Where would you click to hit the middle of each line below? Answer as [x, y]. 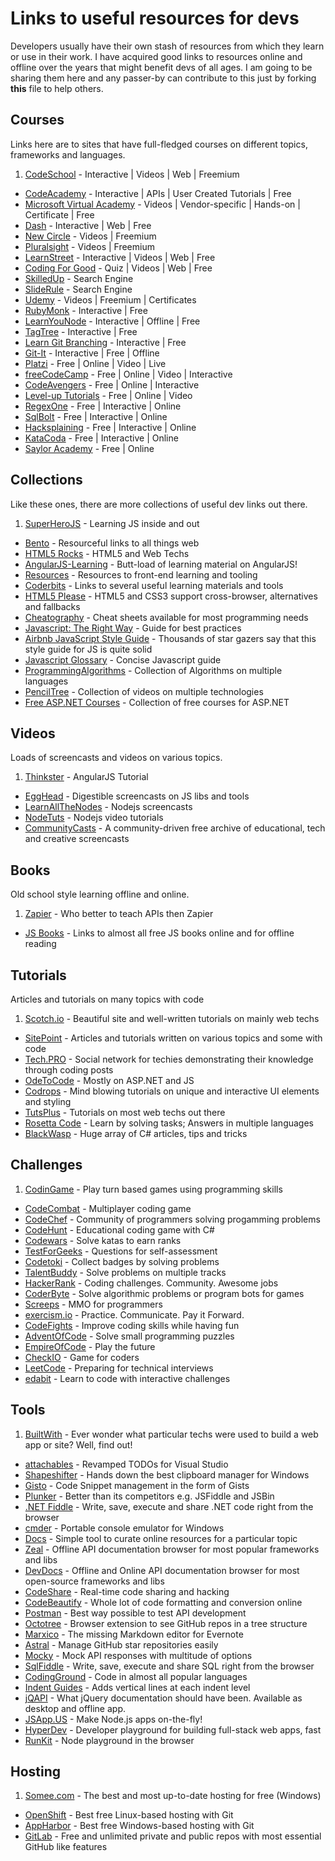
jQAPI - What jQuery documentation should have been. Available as [163, 1698]
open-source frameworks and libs [94, 1581]
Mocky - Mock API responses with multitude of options [138, 1655]
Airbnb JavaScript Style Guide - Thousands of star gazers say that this [170, 638]
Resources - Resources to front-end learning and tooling [141, 574]
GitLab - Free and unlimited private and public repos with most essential [173, 1836]
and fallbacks [52, 606]
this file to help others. [57, 88]
